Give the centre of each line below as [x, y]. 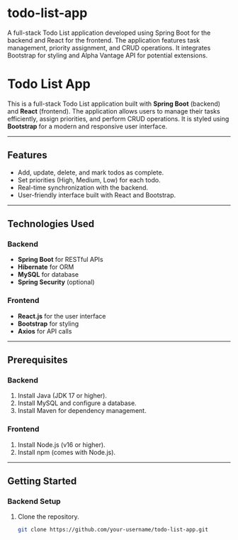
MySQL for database [48, 275]
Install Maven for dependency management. [82, 411]
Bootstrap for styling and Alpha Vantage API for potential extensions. [107, 55]
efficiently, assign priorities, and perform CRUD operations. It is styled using [118, 119]
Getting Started [42, 481]
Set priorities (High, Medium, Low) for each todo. [89, 180]
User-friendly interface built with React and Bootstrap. [97, 195]
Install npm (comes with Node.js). [66, 452]
